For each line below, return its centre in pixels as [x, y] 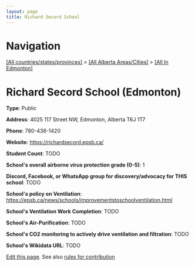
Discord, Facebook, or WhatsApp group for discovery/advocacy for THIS [97, 176]
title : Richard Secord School [43, 17]
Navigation [33, 46]
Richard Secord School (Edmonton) [94, 92]
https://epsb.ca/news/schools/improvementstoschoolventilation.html [89, 200]
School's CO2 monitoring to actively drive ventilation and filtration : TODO [97, 234]
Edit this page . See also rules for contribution [61, 257]
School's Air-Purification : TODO [46, 223]
